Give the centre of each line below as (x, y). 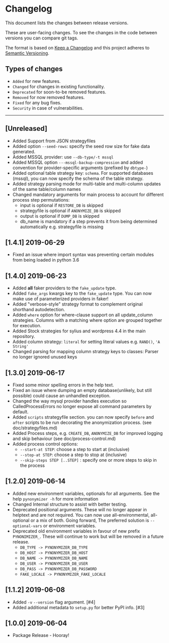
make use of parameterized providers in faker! (60, 299)
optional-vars (27, 526)
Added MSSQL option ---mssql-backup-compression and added (78, 162)
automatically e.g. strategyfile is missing (62, 227)
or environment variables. (70, 525)
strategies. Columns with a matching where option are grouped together (87, 320)
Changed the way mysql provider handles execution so (69, 401)
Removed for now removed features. (49, 97)
